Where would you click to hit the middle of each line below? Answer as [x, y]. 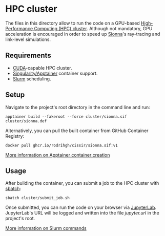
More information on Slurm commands [46, 228]
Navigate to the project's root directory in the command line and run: [78, 107]
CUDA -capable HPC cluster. [42, 68]
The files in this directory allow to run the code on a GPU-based [73, 23]
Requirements [28, 56]
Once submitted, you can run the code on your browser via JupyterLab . [81, 207]
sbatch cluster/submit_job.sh [38, 198]
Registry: [15, 136]
